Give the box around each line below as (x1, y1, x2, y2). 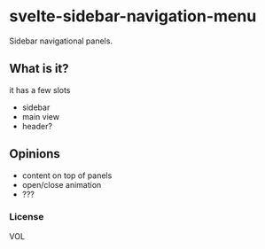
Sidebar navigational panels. (9, 35, 113, 46)
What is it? (9, 61, 69, 76)
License (9, 211, 44, 223)
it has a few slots (9, 84, 71, 95)
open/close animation (21, 179, 102, 190)
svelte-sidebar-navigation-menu (9, 6, 257, 27)
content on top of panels (21, 170, 113, 181)
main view (21, 111, 60, 121)
